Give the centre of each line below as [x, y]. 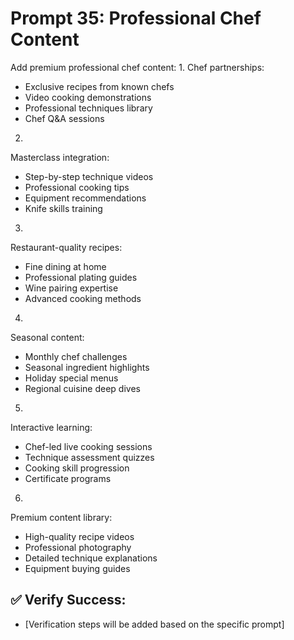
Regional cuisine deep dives [82, 388]
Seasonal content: [47, 337]
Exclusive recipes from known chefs [99, 86]
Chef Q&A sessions [64, 118]
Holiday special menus [71, 378]
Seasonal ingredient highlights [87, 367]
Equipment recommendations [85, 198]
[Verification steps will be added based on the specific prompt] [154, 624]
